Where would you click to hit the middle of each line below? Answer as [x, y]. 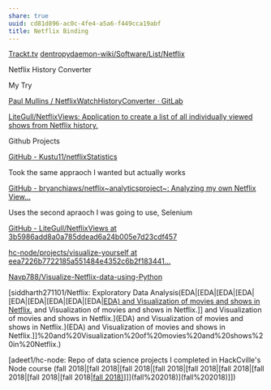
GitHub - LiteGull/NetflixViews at [63, 229]
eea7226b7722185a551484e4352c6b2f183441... [90, 261]
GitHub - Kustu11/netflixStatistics [63, 157]
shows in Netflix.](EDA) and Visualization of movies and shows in [117, 327]
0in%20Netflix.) [35, 345]
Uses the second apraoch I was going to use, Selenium [101, 212]
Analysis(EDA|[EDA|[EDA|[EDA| [202, 293]
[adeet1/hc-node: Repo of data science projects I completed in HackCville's [135, 360]
